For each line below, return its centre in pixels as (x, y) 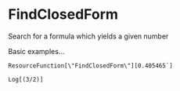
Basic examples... (36, 51)
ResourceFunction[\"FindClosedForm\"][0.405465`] (91, 66)
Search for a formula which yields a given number (88, 36)
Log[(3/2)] (26, 79)
